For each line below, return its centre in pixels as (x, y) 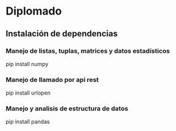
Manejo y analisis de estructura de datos (67, 109)
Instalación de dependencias (62, 34)
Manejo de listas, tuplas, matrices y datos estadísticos (88, 51)
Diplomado (34, 11)
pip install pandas (28, 122)
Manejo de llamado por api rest (52, 79)
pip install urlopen (28, 93)
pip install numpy (27, 64)
